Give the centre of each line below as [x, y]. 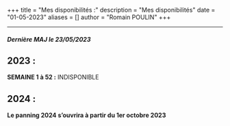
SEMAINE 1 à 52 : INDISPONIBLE [53, 77]
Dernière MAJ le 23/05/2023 [49, 39]
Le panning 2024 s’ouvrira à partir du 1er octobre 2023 [87, 115]
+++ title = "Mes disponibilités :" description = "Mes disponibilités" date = [111, 10]
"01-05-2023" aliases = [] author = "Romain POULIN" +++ [89, 17]
